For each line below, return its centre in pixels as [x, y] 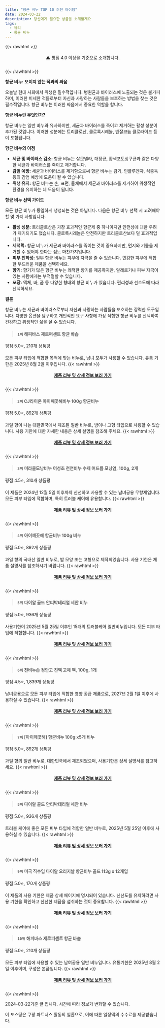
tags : [11, 23]
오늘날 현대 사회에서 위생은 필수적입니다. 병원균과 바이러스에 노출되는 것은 [76, 92]
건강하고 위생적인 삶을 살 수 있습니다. [41, 322]
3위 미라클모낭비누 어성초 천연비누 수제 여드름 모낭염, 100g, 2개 [78, 468]
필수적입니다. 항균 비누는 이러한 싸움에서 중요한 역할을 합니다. [64, 104]
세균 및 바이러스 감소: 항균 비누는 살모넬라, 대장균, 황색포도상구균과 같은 [81, 159]
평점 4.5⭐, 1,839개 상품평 [30, 682]
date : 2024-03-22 [23, 14]
